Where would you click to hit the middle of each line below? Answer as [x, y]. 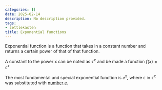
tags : [10, 23]
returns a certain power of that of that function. [52, 51]
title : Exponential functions [36, 32]
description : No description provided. [46, 18]
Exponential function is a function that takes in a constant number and [75, 46]
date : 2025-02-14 [23, 14]
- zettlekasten [20, 28]
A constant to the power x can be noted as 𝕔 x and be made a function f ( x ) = [81, 61]
